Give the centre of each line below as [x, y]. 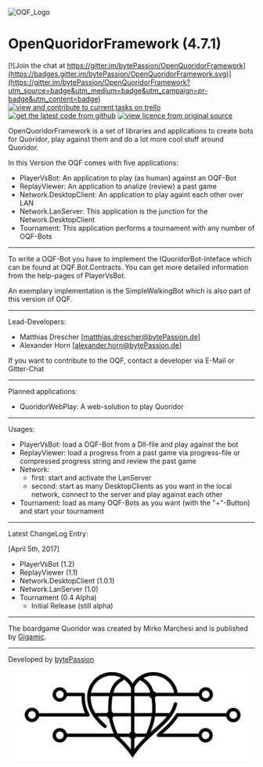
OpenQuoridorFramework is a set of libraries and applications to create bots [131, 130]
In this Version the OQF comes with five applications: [93, 163]
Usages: [22, 429]
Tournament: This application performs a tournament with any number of [137, 228]
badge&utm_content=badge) [54, 99]
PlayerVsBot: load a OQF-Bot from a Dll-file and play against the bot [129, 444]
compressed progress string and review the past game [108, 461]
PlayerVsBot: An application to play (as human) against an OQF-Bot [128, 177]
